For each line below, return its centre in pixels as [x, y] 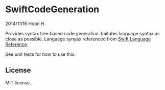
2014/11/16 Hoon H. [26, 24]
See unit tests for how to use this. [40, 54]
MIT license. [18, 82]
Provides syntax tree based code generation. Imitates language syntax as [82, 33]
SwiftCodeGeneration [52, 9]
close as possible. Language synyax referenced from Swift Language [78, 39]
